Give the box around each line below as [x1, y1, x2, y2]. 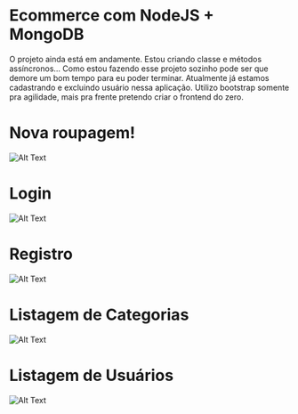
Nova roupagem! [9, 123, 136, 143]
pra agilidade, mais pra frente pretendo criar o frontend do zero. [9, 91, 245, 102]
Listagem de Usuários [9, 365, 174, 386]
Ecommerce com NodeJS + [9, 5, 214, 26]
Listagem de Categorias [9, 304, 189, 325]
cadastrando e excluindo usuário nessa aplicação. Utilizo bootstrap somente [9, 82, 290, 93]
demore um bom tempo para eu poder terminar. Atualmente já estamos [9, 72, 270, 83]
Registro [9, 244, 73, 264]
